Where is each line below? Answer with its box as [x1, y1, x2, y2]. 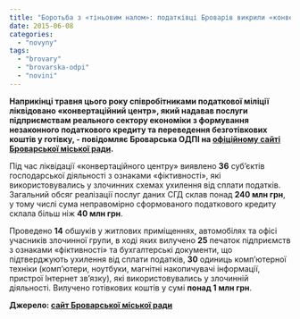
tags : [9, 46, 29, 55]
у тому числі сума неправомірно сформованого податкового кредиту [9, 198, 277, 209]
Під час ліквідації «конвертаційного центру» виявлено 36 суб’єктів [9, 160, 265, 171]
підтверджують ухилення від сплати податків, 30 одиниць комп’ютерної [9, 254, 287, 264]
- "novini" [17, 71, 58, 80]
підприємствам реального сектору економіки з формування [9, 114, 250, 125]
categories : [9, 29, 54, 38]
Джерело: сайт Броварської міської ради [9, 299, 172, 310]
